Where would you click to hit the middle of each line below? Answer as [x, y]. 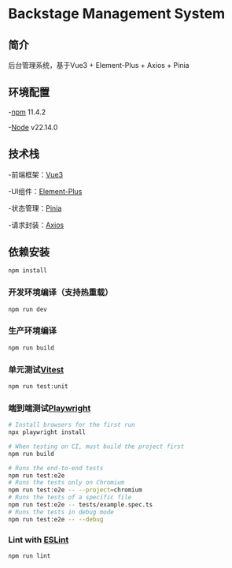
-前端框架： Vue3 [36, 174]
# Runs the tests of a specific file [70, 498]
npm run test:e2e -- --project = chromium [75, 490]
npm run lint [29, 556]
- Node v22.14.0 [33, 127]
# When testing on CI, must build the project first [96, 447]
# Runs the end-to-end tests [56, 468]
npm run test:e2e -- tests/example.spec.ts [81, 505]
